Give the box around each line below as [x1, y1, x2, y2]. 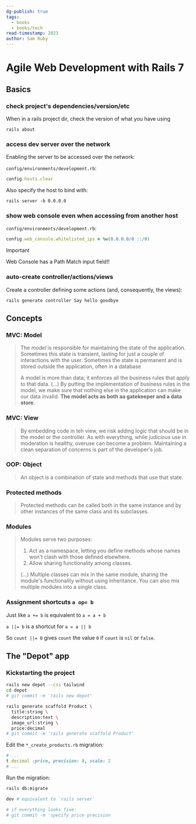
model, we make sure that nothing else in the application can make [20, 387, 181, 394]
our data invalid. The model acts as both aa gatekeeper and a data [20, 393, 183, 400]
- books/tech [11, 25, 43, 31]
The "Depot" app [6, 651, 69, 661]
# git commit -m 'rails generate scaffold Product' [6, 731, 134, 737]
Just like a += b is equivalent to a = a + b [6, 611, 106, 618]
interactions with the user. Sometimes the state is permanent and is [20, 357, 183, 364]
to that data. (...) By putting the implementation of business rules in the [20, 380, 190, 387]
